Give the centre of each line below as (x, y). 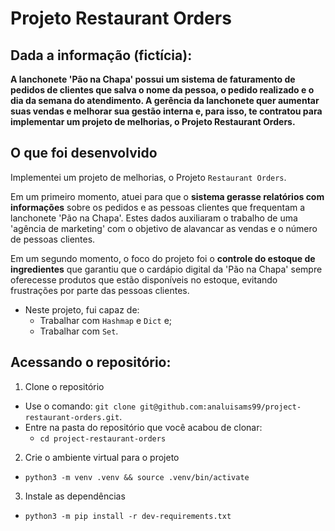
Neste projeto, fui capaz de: (82, 309)
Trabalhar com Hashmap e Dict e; (106, 320)
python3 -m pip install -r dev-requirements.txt (128, 516)
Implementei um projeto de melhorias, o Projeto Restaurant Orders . (148, 177)
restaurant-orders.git (72, 417)
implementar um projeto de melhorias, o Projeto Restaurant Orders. (153, 121)
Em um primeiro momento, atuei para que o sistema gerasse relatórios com (167, 196)
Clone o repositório (64, 386)
